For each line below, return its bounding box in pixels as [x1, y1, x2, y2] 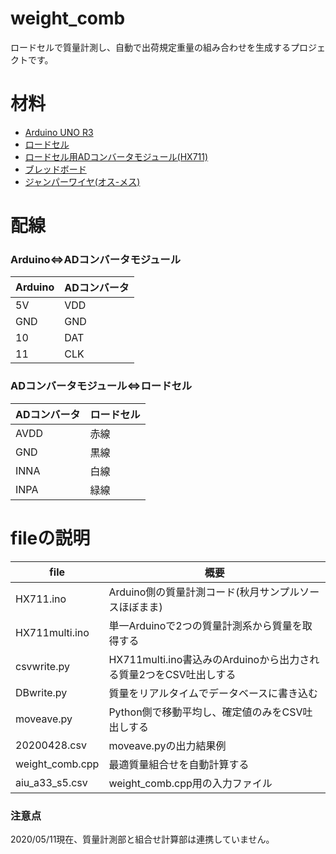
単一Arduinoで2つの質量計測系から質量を [108, 618, 303, 632]
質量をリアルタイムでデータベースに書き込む [108, 686, 319, 700]
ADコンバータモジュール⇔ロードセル [10, 379, 193, 393]
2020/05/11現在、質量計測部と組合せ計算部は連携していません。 [10, 833, 275, 845]
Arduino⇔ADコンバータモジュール [10, 252, 182, 266]
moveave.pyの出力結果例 [108, 738, 227, 752]
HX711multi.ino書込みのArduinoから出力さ [108, 652, 310, 666]
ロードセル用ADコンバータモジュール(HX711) [24, 150, 209, 162]
